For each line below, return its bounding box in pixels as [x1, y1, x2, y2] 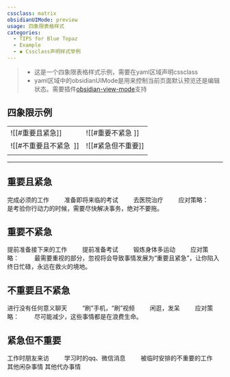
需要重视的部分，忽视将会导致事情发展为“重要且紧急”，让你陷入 [40, 254, 220, 262]
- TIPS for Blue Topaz [13, 36, 78, 42]
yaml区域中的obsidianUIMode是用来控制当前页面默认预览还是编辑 [34, 76, 220, 84]
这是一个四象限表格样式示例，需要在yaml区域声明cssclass [34, 68, 199, 76]
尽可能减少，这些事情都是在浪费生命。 [34, 313, 142, 321]
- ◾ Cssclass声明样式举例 [13, 49, 81, 55]
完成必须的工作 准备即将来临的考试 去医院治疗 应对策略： [7, 196, 209, 204]
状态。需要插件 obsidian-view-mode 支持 [34, 85, 147, 93]
